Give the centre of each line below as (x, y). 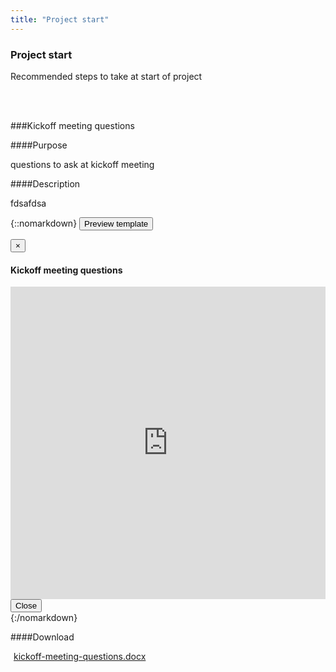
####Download (42, 637)
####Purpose (39, 145)
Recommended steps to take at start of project (106, 76)
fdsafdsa (28, 203)
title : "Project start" (60, 19)
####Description (45, 183)
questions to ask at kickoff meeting (82, 164)
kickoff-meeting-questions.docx (80, 657)
